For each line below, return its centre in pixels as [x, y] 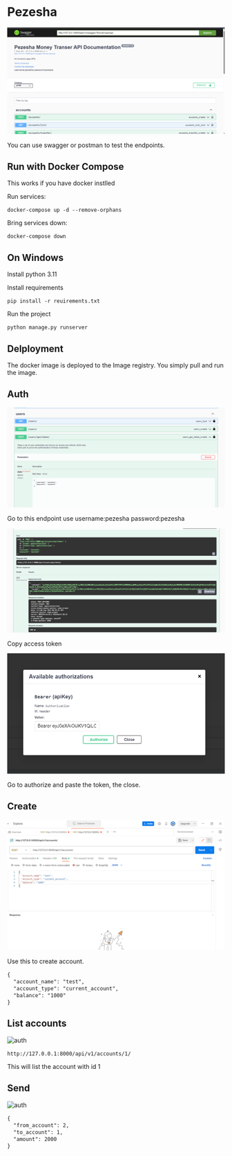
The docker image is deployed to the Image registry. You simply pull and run [116, 365]
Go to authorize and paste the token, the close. [74, 785]
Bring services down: [37, 223]
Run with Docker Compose [66, 166]
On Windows [36, 257]
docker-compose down [37, 237]
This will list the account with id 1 [54, 1066]
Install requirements [35, 288]
